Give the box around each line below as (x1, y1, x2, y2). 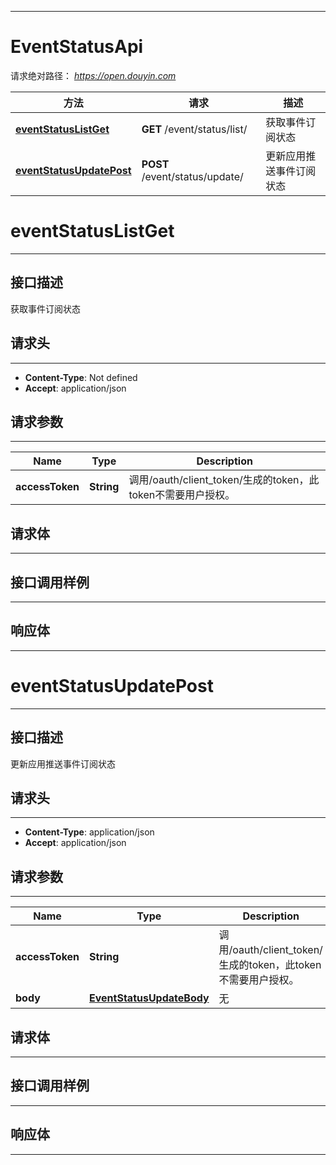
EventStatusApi (10, 36, 144, 58)
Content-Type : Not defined (24, 371, 138, 383)
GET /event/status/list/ (141, 122, 248, 136)
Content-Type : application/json (24, 826, 155, 838)
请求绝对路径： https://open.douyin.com (10, 69, 177, 81)
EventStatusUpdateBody (89, 991, 210, 1005)
